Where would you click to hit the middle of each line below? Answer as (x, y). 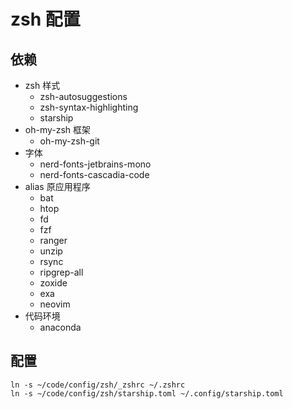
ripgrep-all (61, 272)
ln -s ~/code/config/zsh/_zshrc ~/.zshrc (98, 385)
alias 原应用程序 (57, 186)
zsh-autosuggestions (83, 96)
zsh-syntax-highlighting (89, 107)
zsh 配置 (45, 19)
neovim (55, 304)
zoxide (53, 283)
